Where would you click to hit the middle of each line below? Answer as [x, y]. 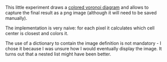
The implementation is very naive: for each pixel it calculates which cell [80, 28]
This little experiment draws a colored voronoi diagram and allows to [77, 7]
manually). [16, 18]
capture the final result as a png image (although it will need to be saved [81, 13]
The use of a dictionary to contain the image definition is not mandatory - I [83, 43]
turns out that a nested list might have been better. [58, 54]
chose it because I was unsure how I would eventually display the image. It [83, 49]
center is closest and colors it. [37, 33]
